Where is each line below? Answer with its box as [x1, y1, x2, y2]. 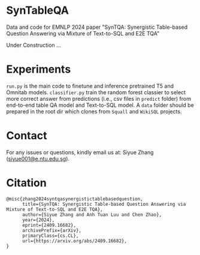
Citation [6, 176, 47, 190]
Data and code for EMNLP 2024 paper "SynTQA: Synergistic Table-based [6, 23, 187, 31]
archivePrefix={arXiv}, [22, 227, 82, 233]
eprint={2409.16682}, [22, 222, 77, 228]
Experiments [6, 62, 71, 76]
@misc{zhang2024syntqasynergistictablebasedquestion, [6, 196, 144, 202]
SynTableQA [6, 4, 69, 17]
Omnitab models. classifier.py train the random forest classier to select [6, 88, 186, 96]
